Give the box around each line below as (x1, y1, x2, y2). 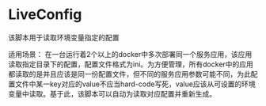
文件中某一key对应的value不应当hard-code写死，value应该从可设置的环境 (14, 79, 256, 89)
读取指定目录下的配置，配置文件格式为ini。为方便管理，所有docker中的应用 (8, 59, 253, 69)
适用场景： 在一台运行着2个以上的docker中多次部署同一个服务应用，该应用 (8, 49, 253, 59)
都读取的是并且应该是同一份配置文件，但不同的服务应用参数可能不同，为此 (8, 69, 251, 78)
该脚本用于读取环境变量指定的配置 (8, 32, 120, 42)
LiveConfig (8, 6, 82, 24)
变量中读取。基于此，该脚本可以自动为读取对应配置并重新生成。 (8, 89, 216, 98)
